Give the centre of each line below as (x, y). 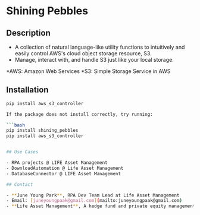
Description (28, 33)
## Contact (20, 184)
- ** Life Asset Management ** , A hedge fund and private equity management (101, 206)
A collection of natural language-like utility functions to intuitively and (100, 47)
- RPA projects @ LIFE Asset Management (57, 163)
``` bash (16, 125)
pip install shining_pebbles (42, 131)
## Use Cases (22, 152)
